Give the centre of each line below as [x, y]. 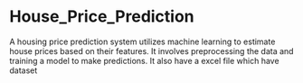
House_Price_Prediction [102, 17]
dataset [24, 70]
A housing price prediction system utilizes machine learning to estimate [142, 41]
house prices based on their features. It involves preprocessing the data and [151, 51]
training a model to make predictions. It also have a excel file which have [144, 60]
